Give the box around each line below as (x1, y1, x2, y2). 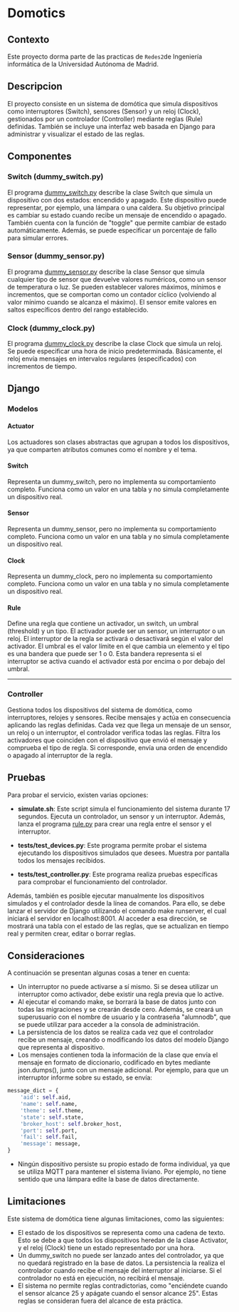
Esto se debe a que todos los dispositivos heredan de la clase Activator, (17, 1236, 229, 1244)
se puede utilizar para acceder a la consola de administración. (17, 1020, 201, 1029)
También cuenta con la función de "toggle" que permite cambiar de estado (7, 218, 227, 227)
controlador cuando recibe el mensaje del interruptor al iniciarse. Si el (17, 1266, 222, 1274)
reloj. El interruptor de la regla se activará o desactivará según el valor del (7, 635, 223, 643)
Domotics (7, 5, 66, 21)
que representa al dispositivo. (17, 1043, 105, 1052)
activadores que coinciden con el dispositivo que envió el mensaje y (7, 736, 208, 744)
